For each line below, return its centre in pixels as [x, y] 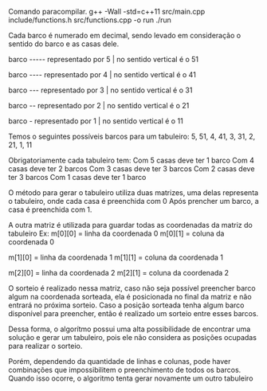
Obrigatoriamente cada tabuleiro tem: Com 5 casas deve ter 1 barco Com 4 [132, 160]
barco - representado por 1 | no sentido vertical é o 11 [96, 121]
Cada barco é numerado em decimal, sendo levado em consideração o [125, 35]
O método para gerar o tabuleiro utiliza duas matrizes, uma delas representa [133, 193]
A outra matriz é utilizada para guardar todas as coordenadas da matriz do [130, 225]
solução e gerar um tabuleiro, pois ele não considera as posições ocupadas [133, 337]
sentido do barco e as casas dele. [64, 44]
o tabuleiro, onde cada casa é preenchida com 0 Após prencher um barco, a [133, 201]
